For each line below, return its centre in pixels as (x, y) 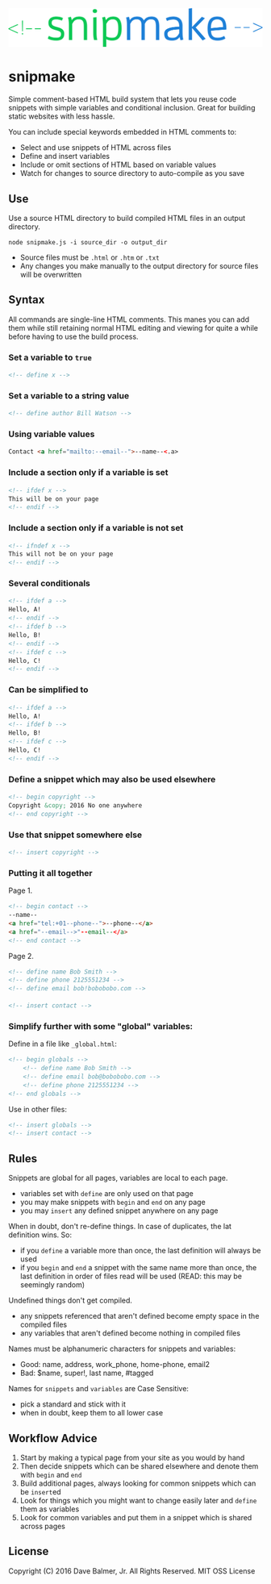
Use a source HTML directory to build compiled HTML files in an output (127, 219)
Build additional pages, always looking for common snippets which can (138, 1483)
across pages (43, 1526)
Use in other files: (38, 1109)
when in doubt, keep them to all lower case (92, 1413)
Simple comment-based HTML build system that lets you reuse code (122, 99)
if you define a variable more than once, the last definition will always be (140, 1251)
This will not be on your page (61, 554)
